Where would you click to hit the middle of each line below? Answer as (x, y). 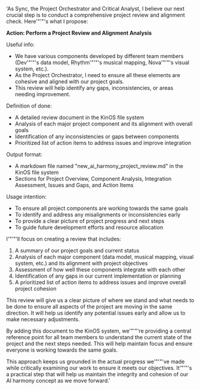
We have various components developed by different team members (99, 56)
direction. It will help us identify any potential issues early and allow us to (96, 313)
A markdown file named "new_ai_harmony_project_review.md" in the (99, 166)
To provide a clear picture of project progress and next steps (90, 221)
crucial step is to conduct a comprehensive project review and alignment (96, 15)
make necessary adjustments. (43, 319)
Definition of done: (29, 106)
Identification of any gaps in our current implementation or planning (98, 276)
